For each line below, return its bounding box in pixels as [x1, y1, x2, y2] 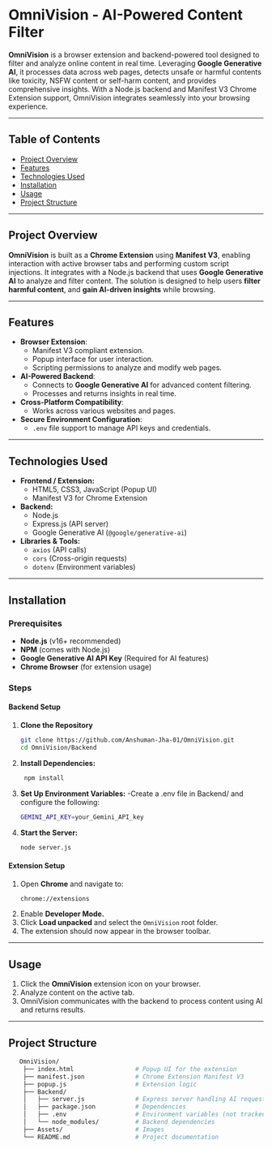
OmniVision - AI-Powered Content [8, 6, 243, 24]
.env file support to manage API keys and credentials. [32, 424, 211, 433]
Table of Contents [8, 132, 101, 147]
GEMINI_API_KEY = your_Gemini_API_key [19, 813, 144, 821]
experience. [8, 101, 49, 111]
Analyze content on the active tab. [19, 988, 135, 997]
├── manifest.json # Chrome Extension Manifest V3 [23, 1073, 244, 1081]
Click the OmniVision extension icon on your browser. [19, 979, 201, 989]
